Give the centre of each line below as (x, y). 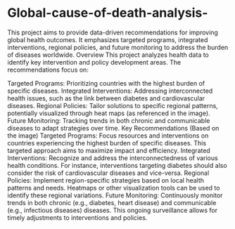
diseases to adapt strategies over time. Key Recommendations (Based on (113, 128)
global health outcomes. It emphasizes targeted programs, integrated (108, 39)
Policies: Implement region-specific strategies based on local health (106, 180)
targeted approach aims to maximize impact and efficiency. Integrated (109, 150)
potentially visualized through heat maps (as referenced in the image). (109, 113)
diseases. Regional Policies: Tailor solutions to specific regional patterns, (113, 105)
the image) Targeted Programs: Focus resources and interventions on (108, 136)
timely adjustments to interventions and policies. (77, 217)
